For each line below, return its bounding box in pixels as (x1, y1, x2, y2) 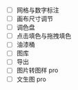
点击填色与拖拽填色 (16, 32, 72, 40)
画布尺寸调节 (16, 14, 53, 23)
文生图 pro (16, 75, 46, 83)
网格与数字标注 (16, 6, 59, 14)
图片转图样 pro (16, 66, 59, 74)
